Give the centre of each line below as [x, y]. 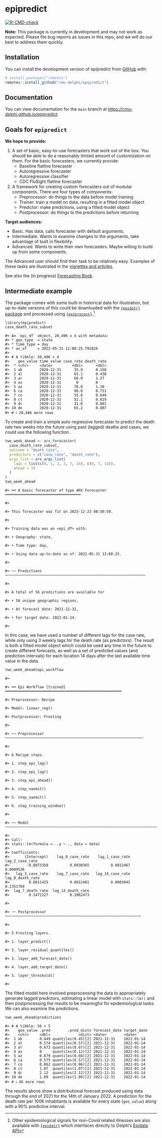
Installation [22, 57]
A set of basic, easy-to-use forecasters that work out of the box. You [80, 151]
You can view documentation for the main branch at [56, 109]
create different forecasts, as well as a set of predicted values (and [72, 651]
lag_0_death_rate [22, 878]
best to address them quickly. [34, 42]
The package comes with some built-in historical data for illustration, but [77, 303]
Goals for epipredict [36, 129]
